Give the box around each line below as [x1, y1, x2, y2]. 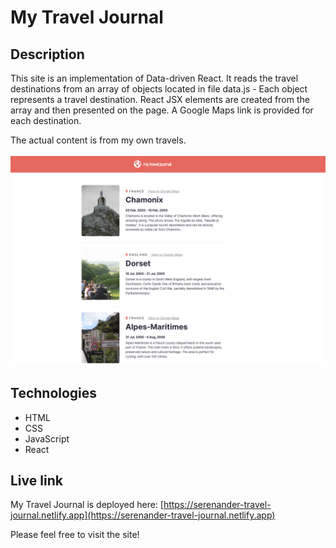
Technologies [10, 385, 98, 402]
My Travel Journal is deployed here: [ [10, 499, 164, 511]
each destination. [10, 115, 82, 126]
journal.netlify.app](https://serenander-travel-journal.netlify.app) [10, 509, 276, 521]
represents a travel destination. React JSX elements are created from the [10, 94, 310, 105]
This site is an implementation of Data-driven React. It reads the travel [10, 72, 299, 84]
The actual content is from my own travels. [10, 134, 187, 146]
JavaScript [24, 432, 70, 445]
